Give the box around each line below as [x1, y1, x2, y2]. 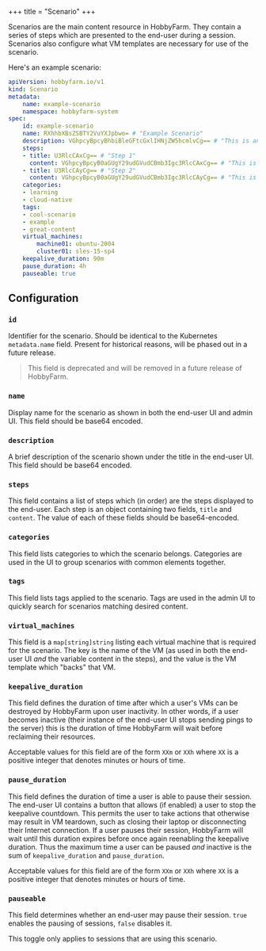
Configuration [8, 292, 79, 305]
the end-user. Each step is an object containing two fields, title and [8, 505, 232, 514]
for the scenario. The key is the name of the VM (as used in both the [8, 646, 231, 655]
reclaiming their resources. [8, 732, 96, 742]
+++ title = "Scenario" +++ [8, 7, 96, 16]
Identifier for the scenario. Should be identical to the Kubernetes [8, 331, 218, 341]
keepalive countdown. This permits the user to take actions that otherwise [8, 808, 250, 818]
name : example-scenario [22, 100, 101, 108]
